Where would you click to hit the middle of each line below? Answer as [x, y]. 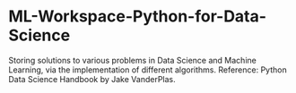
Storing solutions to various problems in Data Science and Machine [132, 60]
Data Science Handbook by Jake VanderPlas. [92, 79]
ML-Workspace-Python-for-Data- [137, 17]
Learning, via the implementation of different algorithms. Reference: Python [148, 70]
